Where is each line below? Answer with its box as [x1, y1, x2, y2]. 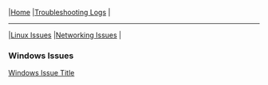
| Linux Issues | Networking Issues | [8, 30, 122, 40]
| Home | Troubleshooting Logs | [8, 8, 111, 17]
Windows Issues [8, 50, 74, 61]
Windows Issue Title [8, 68, 75, 78]
